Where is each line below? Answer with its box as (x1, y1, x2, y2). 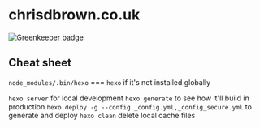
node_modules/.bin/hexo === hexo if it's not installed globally (8, 77, 211, 87)
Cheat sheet (8, 56, 71, 70)
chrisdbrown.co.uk (8, 6, 141, 24)
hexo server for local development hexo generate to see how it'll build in (8, 93, 249, 103)
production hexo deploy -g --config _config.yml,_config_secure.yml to (8, 101, 252, 111)
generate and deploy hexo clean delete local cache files (8, 110, 196, 120)
